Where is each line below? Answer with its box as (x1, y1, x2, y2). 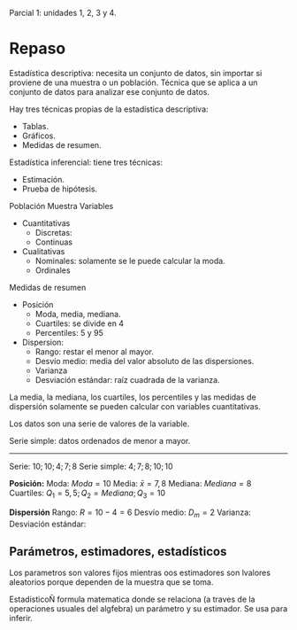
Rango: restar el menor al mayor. (34, 346, 155, 357)
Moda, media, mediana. (34, 308, 121, 319)
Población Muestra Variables (9, 200, 114, 211)
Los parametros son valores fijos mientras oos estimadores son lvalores (9, 567, 271, 579)
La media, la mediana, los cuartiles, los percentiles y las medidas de (9, 392, 256, 402)
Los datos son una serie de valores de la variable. (9, 418, 190, 429)
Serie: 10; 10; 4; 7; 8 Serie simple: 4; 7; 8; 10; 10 (9, 461, 174, 471)
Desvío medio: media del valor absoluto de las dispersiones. (34, 355, 255, 366)
